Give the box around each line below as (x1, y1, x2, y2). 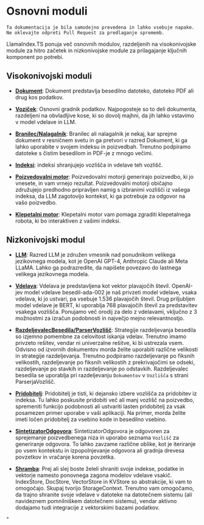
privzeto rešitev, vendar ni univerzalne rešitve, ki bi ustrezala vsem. (15, 339, 184, 346)
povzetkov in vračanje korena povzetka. (15, 453, 116, 461)
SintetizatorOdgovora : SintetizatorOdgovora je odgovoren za (15, 427, 170, 434)
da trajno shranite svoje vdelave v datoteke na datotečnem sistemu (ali (15, 491, 192, 498)
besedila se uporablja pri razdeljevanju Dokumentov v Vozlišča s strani (15, 371, 189, 378)
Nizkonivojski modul (6, 235, 85, 245)
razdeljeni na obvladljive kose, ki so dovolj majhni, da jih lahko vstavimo (15, 111, 195, 119)
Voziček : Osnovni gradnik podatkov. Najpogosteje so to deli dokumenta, (15, 105, 197, 113)
